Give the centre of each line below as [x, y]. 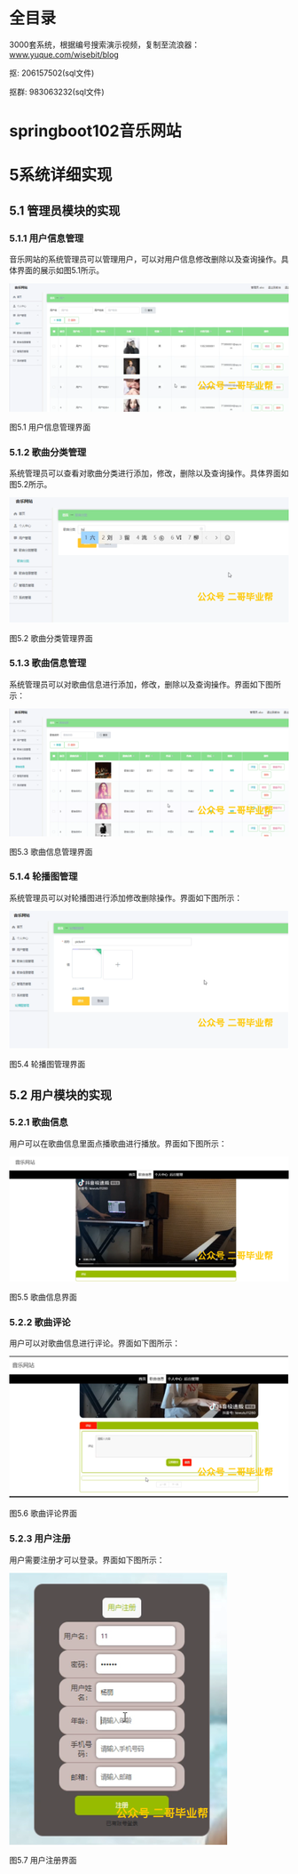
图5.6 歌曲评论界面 [43, 1514]
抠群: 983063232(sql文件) [57, 92]
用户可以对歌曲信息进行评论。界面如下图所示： [94, 1343]
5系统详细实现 [61, 175]
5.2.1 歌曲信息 [39, 1122]
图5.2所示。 [31, 484]
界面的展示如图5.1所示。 [60, 270]
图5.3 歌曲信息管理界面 [51, 851]
